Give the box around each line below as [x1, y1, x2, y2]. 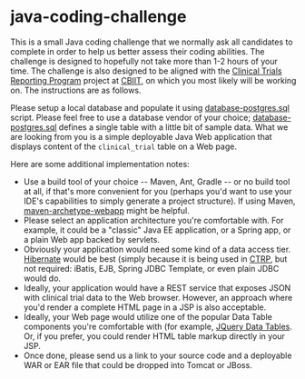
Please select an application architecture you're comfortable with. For [23, 214, 284, 225]
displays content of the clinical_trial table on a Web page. [10, 141, 237, 152]
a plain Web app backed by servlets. [23, 234, 160, 244]
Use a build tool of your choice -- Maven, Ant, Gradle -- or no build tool [23, 175, 290, 187]
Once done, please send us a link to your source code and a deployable [23, 350, 292, 361]
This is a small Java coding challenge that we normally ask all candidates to [10, 36, 293, 47]
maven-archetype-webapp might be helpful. [23, 204, 190, 215]
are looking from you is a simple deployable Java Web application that [10, 131, 272, 142]
